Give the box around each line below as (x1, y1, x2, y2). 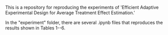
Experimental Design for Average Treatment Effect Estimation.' (5, 10, 135, 16)
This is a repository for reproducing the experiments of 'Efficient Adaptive (5, 5, 159, 10)
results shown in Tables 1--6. (5, 25, 66, 31)
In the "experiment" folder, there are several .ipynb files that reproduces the (5, 20, 163, 25)
